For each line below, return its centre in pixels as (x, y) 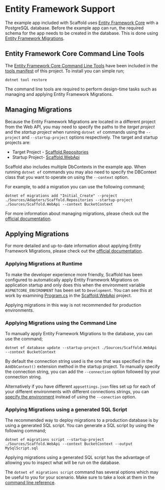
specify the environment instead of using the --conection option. (71, 397)
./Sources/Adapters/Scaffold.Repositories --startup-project (69, 200)
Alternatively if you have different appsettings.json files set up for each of (80, 386)
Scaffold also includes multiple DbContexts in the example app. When (76, 167)
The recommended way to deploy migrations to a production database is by (82, 420)
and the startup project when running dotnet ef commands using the (75, 132)
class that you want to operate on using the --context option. (67, 177)
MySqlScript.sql (22, 448)
